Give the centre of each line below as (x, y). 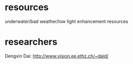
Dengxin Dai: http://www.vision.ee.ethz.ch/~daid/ (57, 56)
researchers (31, 42)
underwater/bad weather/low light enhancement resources (66, 21)
